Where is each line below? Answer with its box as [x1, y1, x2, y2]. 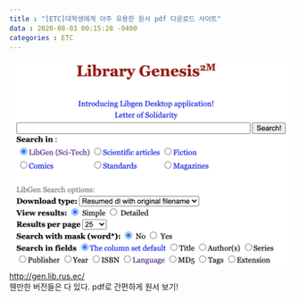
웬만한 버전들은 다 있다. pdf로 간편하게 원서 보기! [9, 281, 178, 292]
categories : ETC [9, 33, 74, 42]
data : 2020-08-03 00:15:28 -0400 [9, 23, 138, 33]
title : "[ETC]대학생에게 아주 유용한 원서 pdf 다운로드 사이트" [9, 14, 221, 23]
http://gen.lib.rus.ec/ [9, 271, 85, 281]
